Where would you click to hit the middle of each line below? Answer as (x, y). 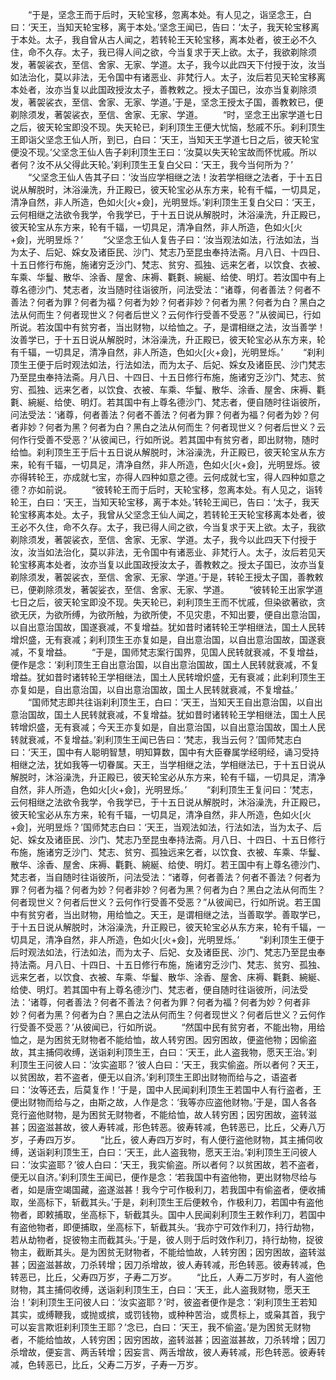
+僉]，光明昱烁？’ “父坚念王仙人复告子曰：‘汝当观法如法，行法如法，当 (165, 239)
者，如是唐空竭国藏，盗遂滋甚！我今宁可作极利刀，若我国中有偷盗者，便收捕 (168, 1189)
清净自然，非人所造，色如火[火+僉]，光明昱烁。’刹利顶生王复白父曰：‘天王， (165, 202)
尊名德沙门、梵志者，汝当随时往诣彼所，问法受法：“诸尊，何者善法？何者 (161, 289)
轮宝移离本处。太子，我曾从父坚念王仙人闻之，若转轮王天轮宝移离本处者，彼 (168, 514)
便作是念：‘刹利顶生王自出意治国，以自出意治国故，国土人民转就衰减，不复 (165, 664)
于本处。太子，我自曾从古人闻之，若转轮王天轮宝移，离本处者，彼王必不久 (163, 39)
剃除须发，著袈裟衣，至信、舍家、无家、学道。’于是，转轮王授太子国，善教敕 (167, 577)
